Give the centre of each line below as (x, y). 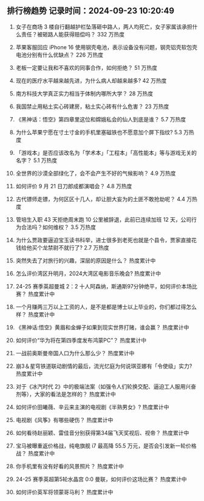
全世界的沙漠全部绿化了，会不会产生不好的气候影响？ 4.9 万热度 (96, 173)
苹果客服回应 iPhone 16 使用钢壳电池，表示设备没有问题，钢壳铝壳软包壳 (107, 47)
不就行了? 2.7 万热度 (84, 247)
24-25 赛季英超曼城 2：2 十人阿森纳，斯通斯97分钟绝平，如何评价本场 (104, 286)
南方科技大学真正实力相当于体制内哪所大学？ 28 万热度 (84, 94)
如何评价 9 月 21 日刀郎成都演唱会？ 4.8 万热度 (74, 186)
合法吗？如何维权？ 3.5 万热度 (59, 227)
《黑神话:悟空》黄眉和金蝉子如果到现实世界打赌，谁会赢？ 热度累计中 (102, 327)
